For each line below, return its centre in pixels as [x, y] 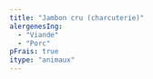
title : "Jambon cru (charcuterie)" [77, 18]
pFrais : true [34, 52]
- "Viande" [38, 35]
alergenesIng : [36, 26]
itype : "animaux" [42, 60]
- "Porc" [34, 43]
